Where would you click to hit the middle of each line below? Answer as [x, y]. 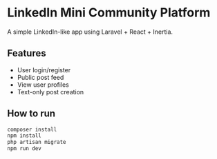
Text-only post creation [50, 92]
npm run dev [24, 149]
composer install [32, 129]
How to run [31, 114]
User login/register [44, 70]
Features [27, 53]
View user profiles [43, 85]
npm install [24, 136]
